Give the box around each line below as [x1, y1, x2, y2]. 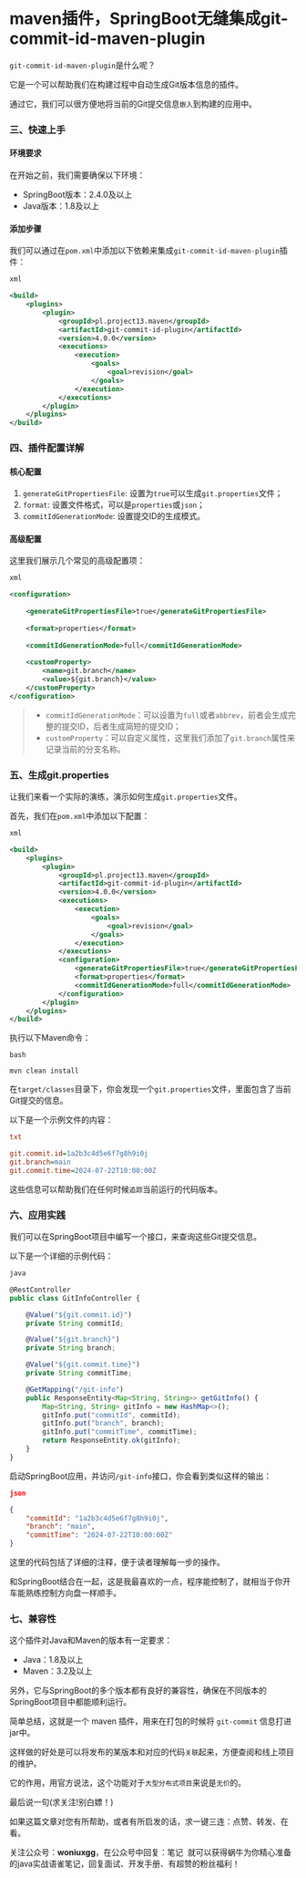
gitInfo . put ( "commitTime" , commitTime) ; [42, 1427, 198, 1437]
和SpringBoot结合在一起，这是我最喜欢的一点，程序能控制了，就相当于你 [9, 1576, 283, 1587]
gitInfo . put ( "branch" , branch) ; [42, 1419, 166, 1428]
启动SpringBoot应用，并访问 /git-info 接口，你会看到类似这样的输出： [9, 1470, 272, 1481]
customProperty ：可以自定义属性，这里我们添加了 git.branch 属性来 [45, 731, 296, 743]
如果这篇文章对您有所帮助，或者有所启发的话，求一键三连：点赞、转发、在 [9, 1816, 289, 1827]
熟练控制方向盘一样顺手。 [25, 1588, 121, 1599]
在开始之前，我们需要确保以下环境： [9, 170, 146, 181]
